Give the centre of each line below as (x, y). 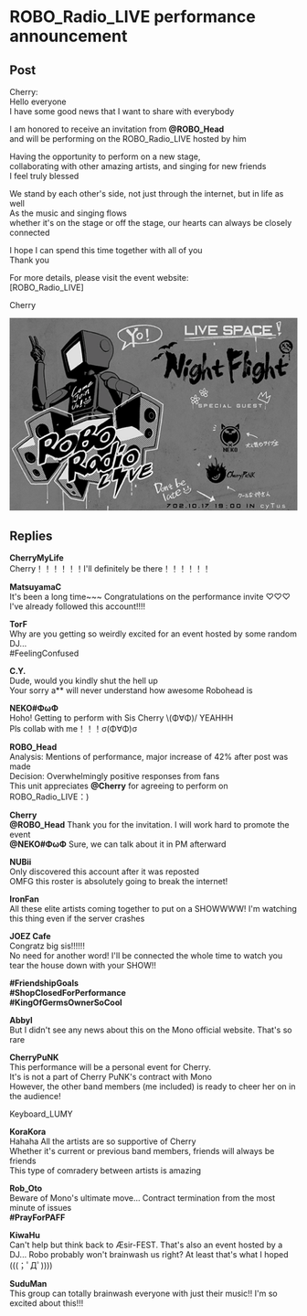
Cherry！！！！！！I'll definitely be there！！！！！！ (110, 569)
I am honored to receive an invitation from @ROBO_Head (117, 129)
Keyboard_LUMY (41, 1114)
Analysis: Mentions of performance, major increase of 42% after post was (149, 757)
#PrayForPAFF (37, 1217)
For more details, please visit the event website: (99, 278)
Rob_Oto (26, 1188)
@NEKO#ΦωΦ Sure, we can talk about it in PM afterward (118, 844)
